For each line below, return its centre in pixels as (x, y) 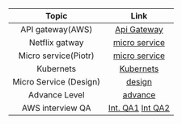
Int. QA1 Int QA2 (139, 108)
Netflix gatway (56, 42)
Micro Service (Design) (57, 82)
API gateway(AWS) (56, 29)
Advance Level (56, 95)
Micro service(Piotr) (56, 56)
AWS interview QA (56, 108)
